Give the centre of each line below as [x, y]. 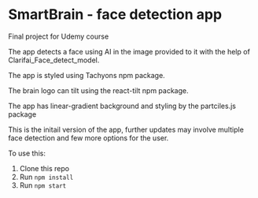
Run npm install [46, 177]
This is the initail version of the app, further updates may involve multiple [126, 129]
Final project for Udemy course [59, 36]
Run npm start [43, 185]
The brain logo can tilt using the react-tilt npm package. [98, 90]
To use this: [27, 153]
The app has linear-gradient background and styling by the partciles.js [122, 106]
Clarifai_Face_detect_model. [54, 60]
